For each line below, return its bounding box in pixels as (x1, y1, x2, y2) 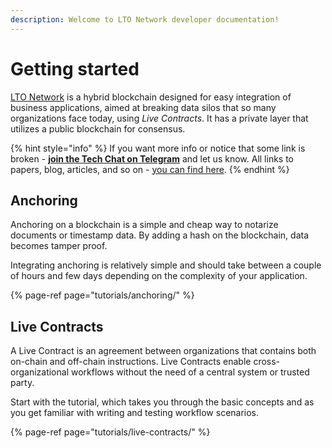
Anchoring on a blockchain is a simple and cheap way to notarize (10, 219, 279, 231)
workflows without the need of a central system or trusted (70, 366, 310, 378)
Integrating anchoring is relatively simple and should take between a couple (10, 259, 322, 271)
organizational (10, 366, 70, 378)
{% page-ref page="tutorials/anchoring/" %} (10, 289, 195, 301)
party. (10, 377, 35, 389)
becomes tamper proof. (10, 240, 108, 252)
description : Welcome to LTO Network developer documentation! (10, 14, 280, 25)
